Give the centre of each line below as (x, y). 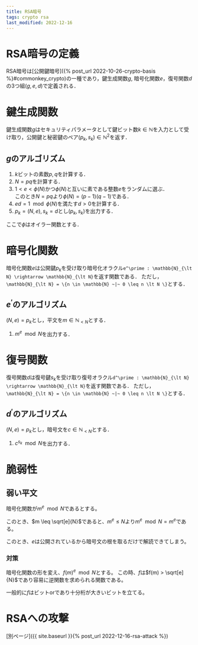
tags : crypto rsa (27, 17)
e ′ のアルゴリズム (36, 304)
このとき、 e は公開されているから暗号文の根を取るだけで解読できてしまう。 (98, 541)
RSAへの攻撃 (38, 618)
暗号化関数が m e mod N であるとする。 (53, 508)
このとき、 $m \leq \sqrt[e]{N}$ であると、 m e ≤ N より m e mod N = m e (91, 521)
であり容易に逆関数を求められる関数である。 (72, 579)
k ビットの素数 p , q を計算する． (52, 174)
